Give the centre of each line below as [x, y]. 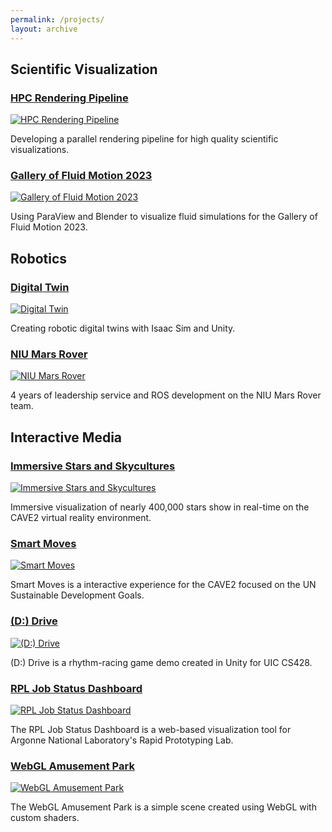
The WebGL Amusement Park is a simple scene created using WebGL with [163, 807]
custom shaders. [45, 818]
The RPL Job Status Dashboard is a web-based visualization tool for [151, 730]
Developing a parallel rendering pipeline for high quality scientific [144, 139]
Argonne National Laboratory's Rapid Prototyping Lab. [122, 740]
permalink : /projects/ [57, 19]
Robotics [39, 258]
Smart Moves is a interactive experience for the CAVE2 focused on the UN [163, 585]
